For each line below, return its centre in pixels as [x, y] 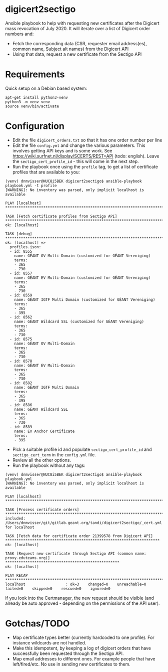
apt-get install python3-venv [37, 97]
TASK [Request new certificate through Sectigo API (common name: [76, 553]
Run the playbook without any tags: [49, 465]
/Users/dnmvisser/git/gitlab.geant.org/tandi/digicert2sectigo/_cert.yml [84, 523]
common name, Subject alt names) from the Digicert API [70, 49]
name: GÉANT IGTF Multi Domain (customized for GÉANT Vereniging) [85, 299]
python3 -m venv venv [28, 102]
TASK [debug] [19, 234]
